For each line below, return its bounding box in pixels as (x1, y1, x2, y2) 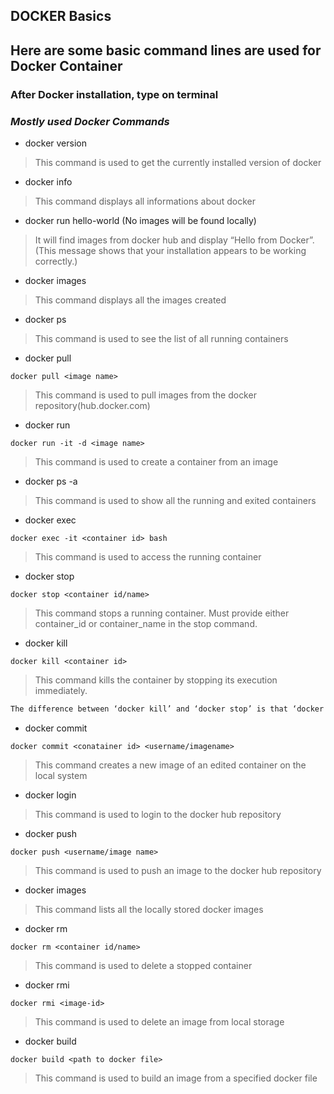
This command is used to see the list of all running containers (34, 333, 289, 344)
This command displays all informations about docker (34, 195, 256, 207)
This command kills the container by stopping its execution (34, 674, 278, 686)
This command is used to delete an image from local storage (34, 1015, 285, 1028)
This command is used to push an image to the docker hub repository (34, 864, 322, 876)
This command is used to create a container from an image (34, 456, 279, 468)
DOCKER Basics (10, 8, 112, 25)
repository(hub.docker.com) (34, 400, 151, 411)
